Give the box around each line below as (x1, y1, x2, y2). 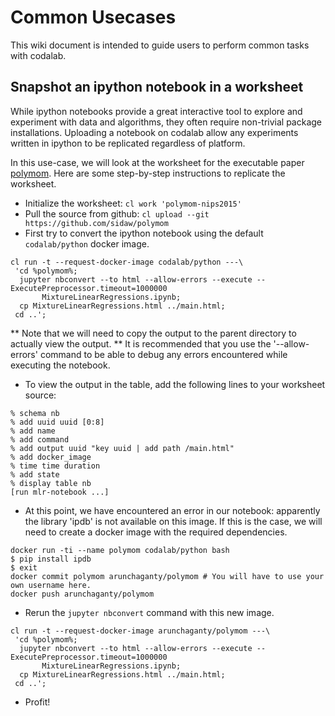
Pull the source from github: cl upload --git (24, 207, 210, 220)
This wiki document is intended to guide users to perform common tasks (10, 39, 310, 51)
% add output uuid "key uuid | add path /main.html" (10, 443, 235, 453)
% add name (10, 426, 56, 436)
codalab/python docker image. (24, 237, 150, 250)
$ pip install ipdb (10, 554, 92, 564)
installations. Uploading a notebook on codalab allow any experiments (10, 126, 299, 138)
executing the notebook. (10, 359, 111, 371)
